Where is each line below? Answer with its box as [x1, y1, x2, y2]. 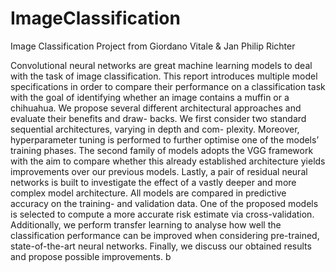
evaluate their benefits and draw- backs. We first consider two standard [10, 112, 307, 124]
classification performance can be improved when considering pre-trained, [10, 229, 320, 241]
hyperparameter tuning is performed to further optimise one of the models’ [10, 133, 320, 146]
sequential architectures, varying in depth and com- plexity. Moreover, [10, 123, 300, 135]
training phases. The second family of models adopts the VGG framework [10, 144, 314, 156]
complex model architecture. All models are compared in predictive [10, 187, 287, 199]
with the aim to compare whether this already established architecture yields [10, 155, 326, 167]
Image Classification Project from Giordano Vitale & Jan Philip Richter [10, 40, 296, 52]
